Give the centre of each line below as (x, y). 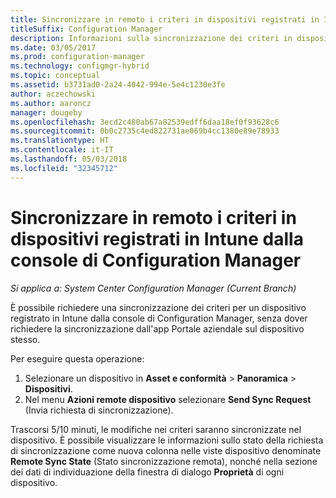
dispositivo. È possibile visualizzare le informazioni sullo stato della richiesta (167, 440)
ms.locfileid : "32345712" (64, 168)
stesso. (25, 339)
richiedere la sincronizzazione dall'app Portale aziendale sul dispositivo (157, 328)
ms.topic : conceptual (55, 76)
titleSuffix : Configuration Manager (86, 29)
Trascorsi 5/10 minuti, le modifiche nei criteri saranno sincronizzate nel (156, 429)
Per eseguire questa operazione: (77, 358)
